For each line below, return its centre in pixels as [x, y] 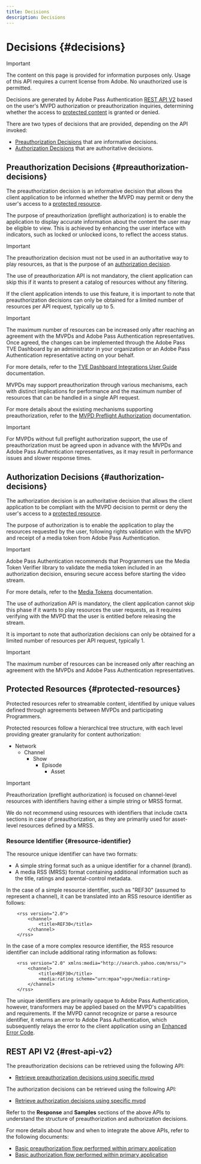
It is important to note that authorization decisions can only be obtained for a [101, 634]
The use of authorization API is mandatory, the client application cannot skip [100, 604]
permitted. [19, 88]
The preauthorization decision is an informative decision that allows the [94, 191]
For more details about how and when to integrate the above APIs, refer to [98, 1130]
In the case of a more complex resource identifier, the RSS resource [90, 946]
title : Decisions [28, 12]
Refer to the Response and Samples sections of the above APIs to [88, 1112]
